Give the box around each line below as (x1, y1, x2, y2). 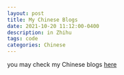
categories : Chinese (7, 42, 66, 48)
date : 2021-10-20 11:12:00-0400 (7, 22, 99, 29)
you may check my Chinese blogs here (7, 61, 117, 68)
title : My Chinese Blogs (7, 16, 78, 23)
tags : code (7, 35, 38, 42)
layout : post (7, 10, 45, 17)
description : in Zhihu (7, 29, 72, 36)
